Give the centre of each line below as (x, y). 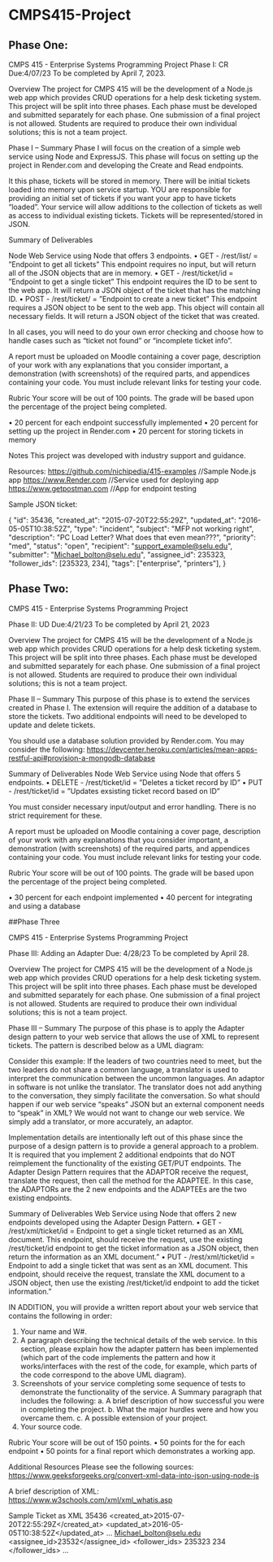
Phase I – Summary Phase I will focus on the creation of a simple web (125, 148)
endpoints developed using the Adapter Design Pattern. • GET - (115, 1222)
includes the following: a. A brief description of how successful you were (142, 1400)
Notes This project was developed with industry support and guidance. (127, 456)
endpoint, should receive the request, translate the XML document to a (127, 1274)
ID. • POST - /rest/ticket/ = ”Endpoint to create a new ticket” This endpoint (133, 299)
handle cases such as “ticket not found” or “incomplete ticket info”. (121, 340)
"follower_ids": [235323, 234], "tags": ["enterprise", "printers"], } (117, 563)
